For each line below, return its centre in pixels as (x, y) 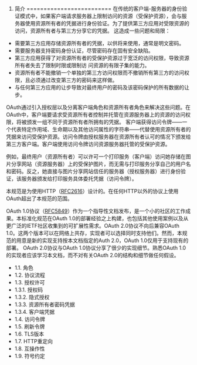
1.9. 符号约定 (30, 356)
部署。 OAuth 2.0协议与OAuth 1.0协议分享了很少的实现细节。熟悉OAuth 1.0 (96, 248)
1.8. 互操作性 (30, 349)
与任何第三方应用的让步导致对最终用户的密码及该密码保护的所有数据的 (99, 87)
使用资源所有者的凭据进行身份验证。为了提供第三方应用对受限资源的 (107, 23)
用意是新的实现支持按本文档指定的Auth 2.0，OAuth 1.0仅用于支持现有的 (102, 240)
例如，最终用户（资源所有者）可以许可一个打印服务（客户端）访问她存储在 (96, 157)
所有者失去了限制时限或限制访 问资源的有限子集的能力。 (82, 65)
